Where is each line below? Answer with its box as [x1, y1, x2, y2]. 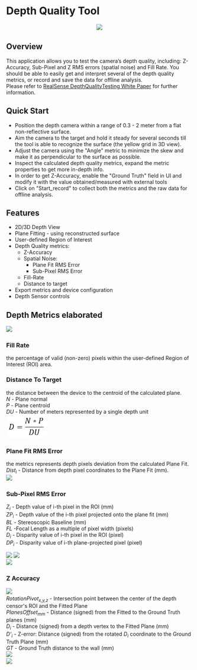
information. [6, 89, 36, 96]
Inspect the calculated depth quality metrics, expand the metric [14, 159, 170, 166]
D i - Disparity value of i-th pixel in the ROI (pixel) [6, 531, 124, 540]
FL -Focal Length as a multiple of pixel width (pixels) [6, 525, 134, 532]
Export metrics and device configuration [14, 286, 114, 294]
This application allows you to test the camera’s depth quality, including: [6, 57, 182, 65]
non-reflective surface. [14, 128, 71, 135]
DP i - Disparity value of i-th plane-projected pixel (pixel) [6, 539, 143, 547]
